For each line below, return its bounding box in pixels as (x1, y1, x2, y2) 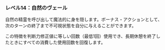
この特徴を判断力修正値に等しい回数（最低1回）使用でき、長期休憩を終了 (5, 33, 156, 39)
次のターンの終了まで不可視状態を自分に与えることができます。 (5, 23, 136, 29)
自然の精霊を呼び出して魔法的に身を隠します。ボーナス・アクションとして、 (5, 16, 162, 23)
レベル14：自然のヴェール (5, 4, 68, 11)
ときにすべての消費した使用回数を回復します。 (9, 40, 106, 46)
